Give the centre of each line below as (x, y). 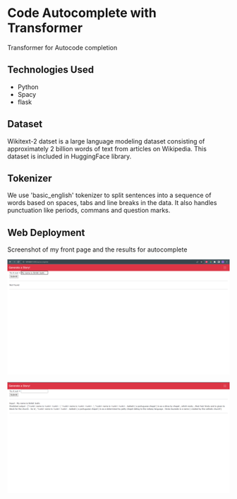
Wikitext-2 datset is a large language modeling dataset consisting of (106, 141)
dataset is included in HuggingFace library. (69, 156)
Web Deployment (46, 232)
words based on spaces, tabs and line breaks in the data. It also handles (112, 203)
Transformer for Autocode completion (62, 47)
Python (28, 87)
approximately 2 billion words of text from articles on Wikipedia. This (107, 148)
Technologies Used (50, 70)
